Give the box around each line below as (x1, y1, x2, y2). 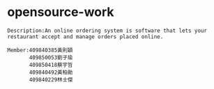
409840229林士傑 (29, 76, 73, 83)
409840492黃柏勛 (29, 69, 73, 76)
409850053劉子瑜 (29, 54, 73, 61)
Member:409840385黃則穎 (7, 47, 73, 54)
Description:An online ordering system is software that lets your (7, 27, 208, 34)
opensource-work (7, 4, 114, 20)
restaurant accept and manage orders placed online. (7, 33, 164, 40)
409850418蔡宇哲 (29, 61, 73, 68)
